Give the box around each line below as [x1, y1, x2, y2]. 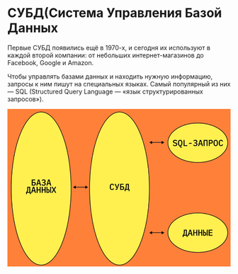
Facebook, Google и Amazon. [7, 58, 94, 67]
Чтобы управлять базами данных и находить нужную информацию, [7, 72, 213, 81]
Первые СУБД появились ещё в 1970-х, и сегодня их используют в [7, 43, 211, 52]
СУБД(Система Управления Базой [7, 5, 222, 21]
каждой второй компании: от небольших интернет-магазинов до [7, 51, 204, 59]
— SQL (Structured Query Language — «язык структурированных [7, 87, 203, 96]
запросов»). [7, 94, 44, 103]
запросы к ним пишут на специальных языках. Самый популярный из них [7, 79, 232, 88]
